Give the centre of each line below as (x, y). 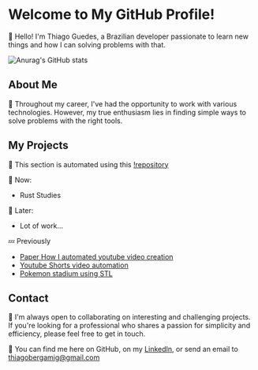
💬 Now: (20, 180)
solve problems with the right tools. (65, 121)
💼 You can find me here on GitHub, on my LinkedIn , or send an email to (123, 349)
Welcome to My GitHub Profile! (112, 15)
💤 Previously (30, 241)
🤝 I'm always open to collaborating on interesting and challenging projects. (129, 317)
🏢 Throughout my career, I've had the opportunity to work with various (123, 103)
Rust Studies (40, 195)
